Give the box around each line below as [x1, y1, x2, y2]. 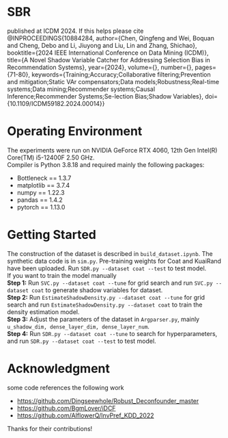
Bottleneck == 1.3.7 [16, 174, 72, 182]
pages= [194, 63, 216, 71]
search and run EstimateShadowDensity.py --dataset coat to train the [7, 300, 203, 309]
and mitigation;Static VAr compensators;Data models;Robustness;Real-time [7, 77, 220, 86]
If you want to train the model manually [7, 271, 117, 279]
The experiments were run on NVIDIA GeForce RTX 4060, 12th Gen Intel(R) [7, 146, 218, 154]
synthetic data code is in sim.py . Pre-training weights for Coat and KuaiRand [7, 257, 222, 265]
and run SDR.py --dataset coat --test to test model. [7, 337, 156, 345]
